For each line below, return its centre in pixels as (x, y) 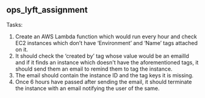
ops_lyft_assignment (47, 10)
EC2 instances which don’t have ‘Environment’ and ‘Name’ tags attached (106, 43)
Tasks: (15, 24)
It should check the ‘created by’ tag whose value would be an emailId (102, 56)
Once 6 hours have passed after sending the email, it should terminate (103, 82)
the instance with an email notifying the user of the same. (87, 88)
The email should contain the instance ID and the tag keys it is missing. (104, 75)
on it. (22, 49)
